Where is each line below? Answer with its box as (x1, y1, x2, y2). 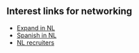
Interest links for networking (6, 6, 133, 17)
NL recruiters (16, 38, 55, 47)
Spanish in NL (16, 31, 57, 39)
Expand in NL (16, 23, 56, 32)
